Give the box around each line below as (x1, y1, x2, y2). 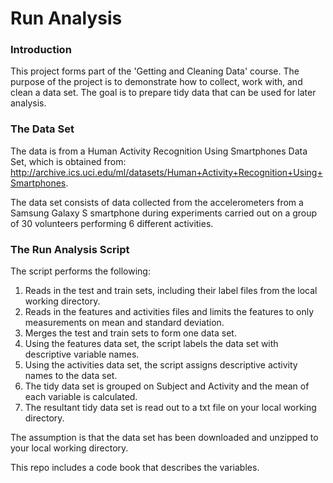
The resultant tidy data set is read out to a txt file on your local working (24, 402, 317, 414)
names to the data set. (24, 370, 118, 382)
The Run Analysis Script (10, 242, 130, 256)
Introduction (10, 43, 72, 57)
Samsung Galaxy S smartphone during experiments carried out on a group (10, 207, 318, 219)
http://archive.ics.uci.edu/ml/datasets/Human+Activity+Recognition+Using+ (10, 166, 323, 178)
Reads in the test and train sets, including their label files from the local (24, 285, 318, 297)
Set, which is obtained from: (10, 155, 127, 167)
